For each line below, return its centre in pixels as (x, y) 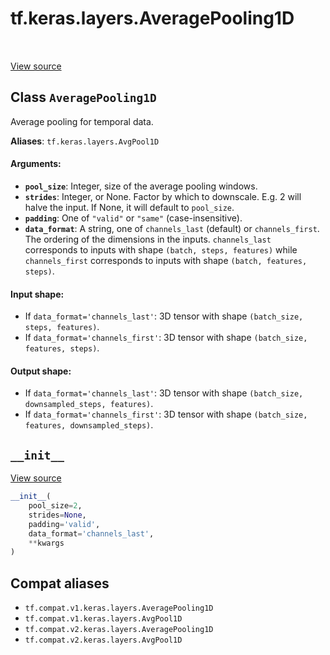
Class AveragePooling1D (83, 97)
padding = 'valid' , (64, 524)
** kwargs (46, 543)
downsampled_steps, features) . (89, 404)
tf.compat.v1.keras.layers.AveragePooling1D (119, 608)
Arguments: (36, 164)
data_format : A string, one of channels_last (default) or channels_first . (172, 228)
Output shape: (41, 371)
